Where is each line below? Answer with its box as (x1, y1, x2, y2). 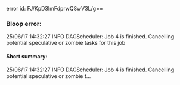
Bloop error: (6, 19, 42, 28)
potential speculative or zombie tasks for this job (6, 40, 126, 47)
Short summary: (6, 53, 48, 60)
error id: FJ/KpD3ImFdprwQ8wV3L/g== (6, 5, 103, 12)
